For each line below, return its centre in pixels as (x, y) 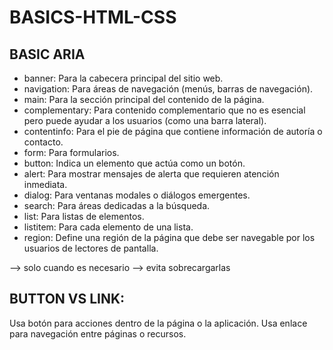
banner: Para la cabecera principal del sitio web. (123, 78)
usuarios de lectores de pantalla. (91, 248)
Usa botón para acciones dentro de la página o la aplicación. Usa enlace (158, 323)
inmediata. (45, 184)
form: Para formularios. (71, 152)
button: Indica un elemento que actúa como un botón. (134, 163)
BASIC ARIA (47, 54)
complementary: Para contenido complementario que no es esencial (164, 110)
